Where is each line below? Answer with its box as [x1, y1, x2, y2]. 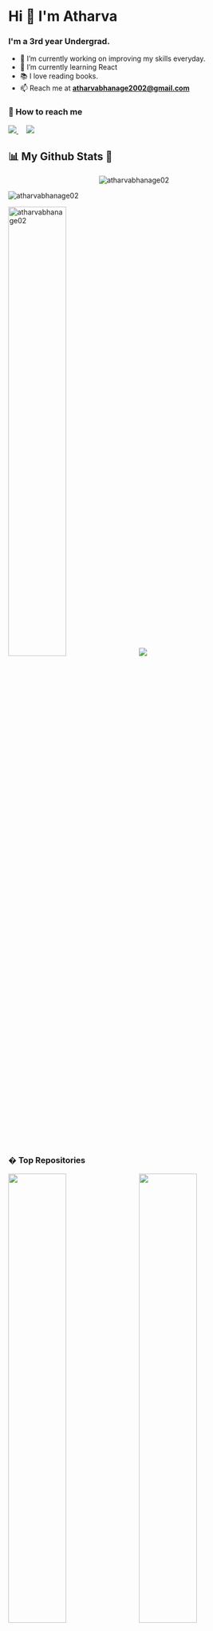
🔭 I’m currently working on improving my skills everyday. [19, 54, 206, 63]
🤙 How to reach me [8, 106, 83, 118]
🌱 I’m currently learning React [19, 62, 118, 72]
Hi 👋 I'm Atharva [8, 7, 118, 26]
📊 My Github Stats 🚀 [8, 150, 113, 163]
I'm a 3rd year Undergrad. [8, 36, 110, 47]
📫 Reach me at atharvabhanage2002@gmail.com [19, 83, 190, 93]
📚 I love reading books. [19, 71, 98, 81]
